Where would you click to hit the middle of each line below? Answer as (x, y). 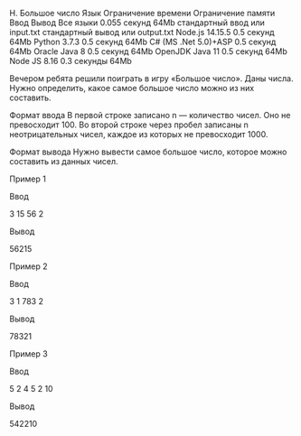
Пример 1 (28, 179)
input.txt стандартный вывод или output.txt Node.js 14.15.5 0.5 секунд (142, 32)
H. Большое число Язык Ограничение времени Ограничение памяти (142, 13)
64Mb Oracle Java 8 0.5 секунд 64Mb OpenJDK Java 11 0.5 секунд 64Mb (148, 51)
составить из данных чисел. (64, 161)
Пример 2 (28, 266)
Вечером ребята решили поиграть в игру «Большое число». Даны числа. (151, 79)
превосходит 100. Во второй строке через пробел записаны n (129, 125)
